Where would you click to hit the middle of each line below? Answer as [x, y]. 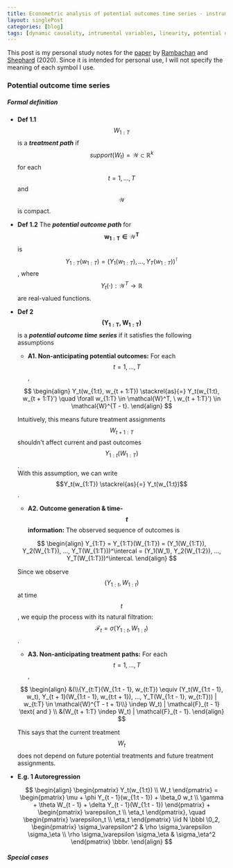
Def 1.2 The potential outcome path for [74, 225]
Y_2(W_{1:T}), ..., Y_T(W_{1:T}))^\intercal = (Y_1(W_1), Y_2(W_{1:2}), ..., [122, 551]
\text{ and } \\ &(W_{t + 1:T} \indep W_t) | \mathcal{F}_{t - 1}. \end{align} [122, 711]
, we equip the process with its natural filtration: [85, 617]
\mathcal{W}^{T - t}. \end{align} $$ [122, 406]
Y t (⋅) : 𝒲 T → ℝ [122, 286]
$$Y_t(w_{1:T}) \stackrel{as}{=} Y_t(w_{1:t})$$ [122, 484]
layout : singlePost [35, 20]
